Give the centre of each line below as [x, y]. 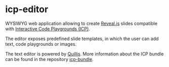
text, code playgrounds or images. [41, 44]
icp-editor [27, 9]
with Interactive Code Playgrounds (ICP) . [48, 28]
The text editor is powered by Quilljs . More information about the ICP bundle [85, 54]
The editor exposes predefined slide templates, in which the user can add [82, 39]
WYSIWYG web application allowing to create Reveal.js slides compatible [81, 23]
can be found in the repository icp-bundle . [49, 59]
